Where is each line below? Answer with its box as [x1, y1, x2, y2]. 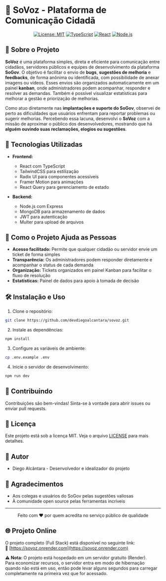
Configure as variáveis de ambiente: [12, 345, 86, 351]
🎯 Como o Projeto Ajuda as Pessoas [5, 233, 117, 242]
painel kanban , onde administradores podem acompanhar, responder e [5, 85, 151, 91]
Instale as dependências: [12, 327, 63, 333]
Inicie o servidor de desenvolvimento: [12, 364, 89, 370]
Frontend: [12, 153, 33, 160]
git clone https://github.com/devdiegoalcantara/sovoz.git [5, 318, 129, 323]
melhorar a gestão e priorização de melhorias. [5, 95, 99, 101]
